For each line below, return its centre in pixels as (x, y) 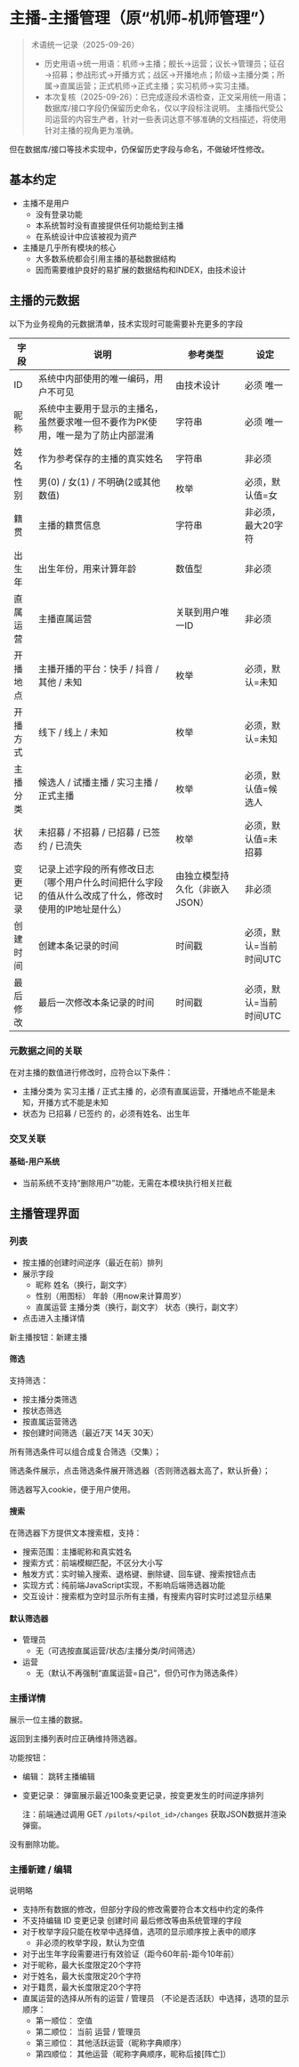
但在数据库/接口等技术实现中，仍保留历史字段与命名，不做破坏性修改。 (139, 149)
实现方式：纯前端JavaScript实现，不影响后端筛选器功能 (124, 1586)
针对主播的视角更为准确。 (91, 130)
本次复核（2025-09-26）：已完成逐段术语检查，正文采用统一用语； (166, 97)
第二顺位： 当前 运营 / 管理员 (88, 2031)
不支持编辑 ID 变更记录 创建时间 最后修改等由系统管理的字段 (132, 1920)
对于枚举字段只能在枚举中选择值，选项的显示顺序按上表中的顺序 (139, 1931)
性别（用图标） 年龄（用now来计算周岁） (111, 1296)
